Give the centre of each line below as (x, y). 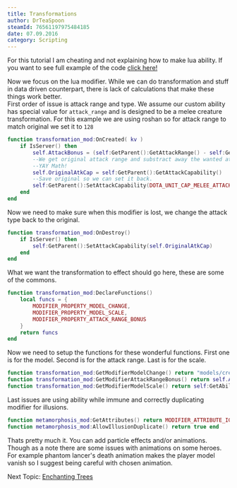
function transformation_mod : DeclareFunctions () (80, 293)
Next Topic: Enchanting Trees (50, 476)
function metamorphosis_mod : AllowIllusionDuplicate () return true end (113, 426)
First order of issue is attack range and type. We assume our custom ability (116, 104)
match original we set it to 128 (50, 127)
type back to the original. (44, 219)
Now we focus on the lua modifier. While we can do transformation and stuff (118, 81)
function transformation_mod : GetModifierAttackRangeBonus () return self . (118, 380)
